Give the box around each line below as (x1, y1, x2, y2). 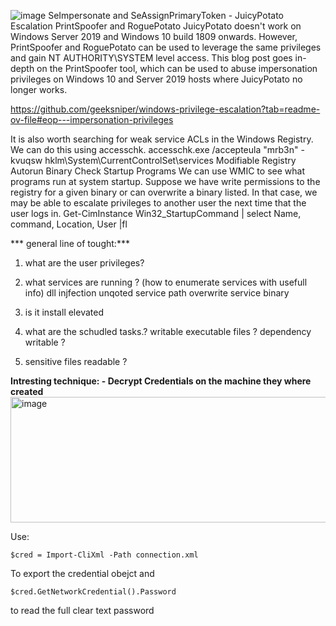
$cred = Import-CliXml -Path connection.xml (10, 550, 199, 560)
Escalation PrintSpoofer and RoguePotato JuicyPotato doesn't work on (10, 20, 302, 32)
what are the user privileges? (24, 257, 145, 269)
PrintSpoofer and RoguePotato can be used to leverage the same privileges (10, 41, 322, 53)
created (10, 386, 44, 397)
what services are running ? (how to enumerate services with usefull (24, 276, 308, 288)
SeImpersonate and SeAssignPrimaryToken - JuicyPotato (48, 10, 284, 21)
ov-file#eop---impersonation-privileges (10, 114, 174, 125)
